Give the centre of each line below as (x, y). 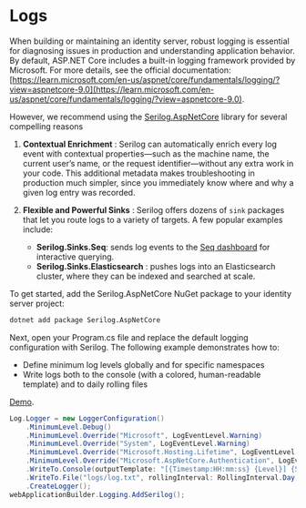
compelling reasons (46, 126)
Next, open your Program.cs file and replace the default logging (129, 337)
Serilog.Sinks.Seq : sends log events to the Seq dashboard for (153, 247)
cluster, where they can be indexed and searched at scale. (146, 276)
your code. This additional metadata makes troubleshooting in (138, 173)
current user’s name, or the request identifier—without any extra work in (158, 163)
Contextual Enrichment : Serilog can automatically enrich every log (150, 144)
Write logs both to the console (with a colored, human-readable (142, 374)
